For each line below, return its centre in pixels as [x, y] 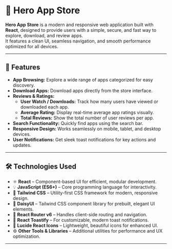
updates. [22, 145]
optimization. [26, 236]
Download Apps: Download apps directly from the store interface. [82, 90]
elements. [23, 209]
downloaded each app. [45, 107]
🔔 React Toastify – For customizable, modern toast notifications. [81, 220]
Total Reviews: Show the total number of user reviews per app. [87, 118]
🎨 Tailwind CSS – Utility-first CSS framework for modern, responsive [85, 193]
